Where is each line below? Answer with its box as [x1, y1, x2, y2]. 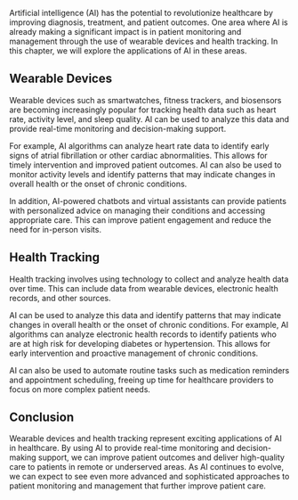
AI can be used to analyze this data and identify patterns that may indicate [9, 309, 282, 320]
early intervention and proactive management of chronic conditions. [9, 348, 259, 358]
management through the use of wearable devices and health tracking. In [9, 36, 278, 46]
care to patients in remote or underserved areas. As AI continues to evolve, [9, 462, 285, 472]
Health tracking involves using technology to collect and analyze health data [9, 274, 289, 284]
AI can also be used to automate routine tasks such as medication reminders [9, 365, 290, 375]
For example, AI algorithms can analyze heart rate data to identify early [9, 140, 270, 151]
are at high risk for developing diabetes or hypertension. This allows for [9, 338, 271, 348]
